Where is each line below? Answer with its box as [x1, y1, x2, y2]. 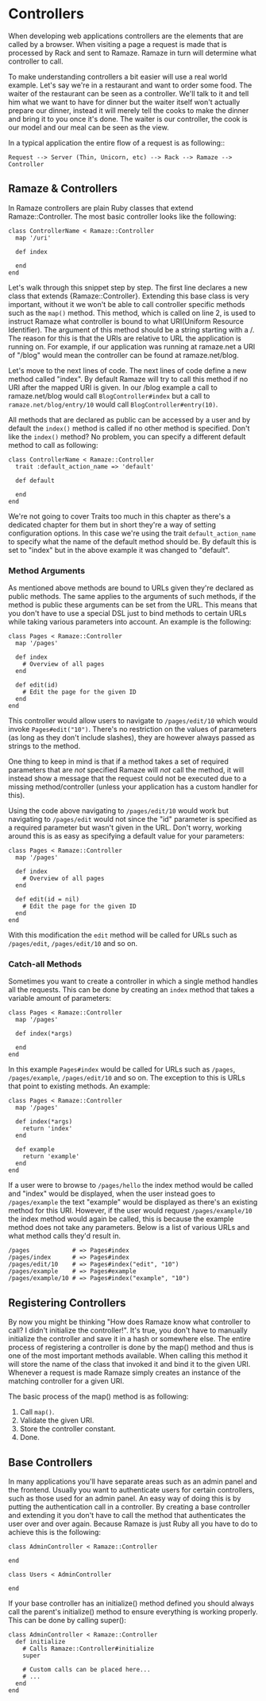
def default [15, 477, 56, 485]
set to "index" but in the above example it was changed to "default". [8, 545, 230, 555]
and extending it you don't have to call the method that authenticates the [8, 1510, 246, 1520]
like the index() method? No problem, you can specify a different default [8, 431, 246, 442]
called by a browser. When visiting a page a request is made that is [8, 39, 228, 49]
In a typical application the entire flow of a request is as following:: [8, 138, 225, 147]
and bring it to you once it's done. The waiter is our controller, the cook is [8, 114, 248, 123]
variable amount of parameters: [8, 994, 111, 1003]
